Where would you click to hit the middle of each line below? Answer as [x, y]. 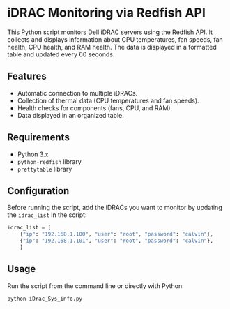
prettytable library [45, 169]
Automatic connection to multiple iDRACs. [77, 93]
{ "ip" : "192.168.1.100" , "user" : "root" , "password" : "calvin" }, [117, 234]
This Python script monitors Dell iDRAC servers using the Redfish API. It [110, 32]
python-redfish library [49, 161]
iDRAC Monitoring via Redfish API [106, 13]
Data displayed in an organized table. [70, 115]
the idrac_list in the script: [47, 215]
